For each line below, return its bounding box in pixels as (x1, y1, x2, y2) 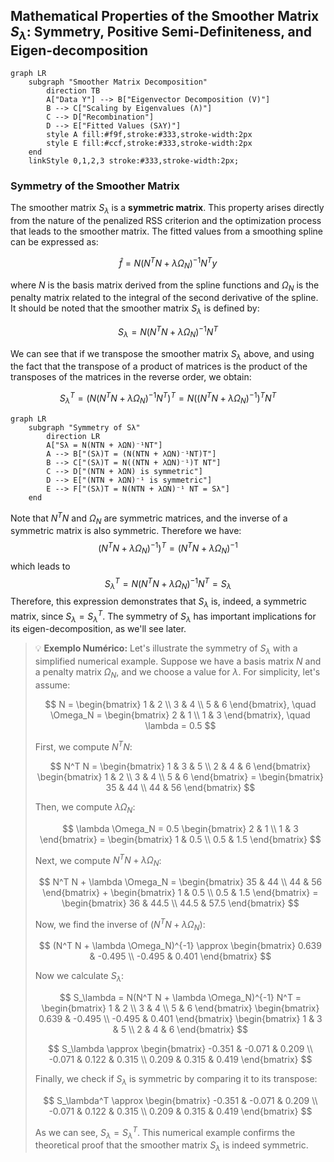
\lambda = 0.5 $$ (144, 720, 217, 732)
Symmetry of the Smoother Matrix (10, 179, 180, 193)
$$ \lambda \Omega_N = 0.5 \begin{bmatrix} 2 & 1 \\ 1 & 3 (61, 822, 299, 834)
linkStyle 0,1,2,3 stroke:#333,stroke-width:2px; (28, 156, 240, 166)
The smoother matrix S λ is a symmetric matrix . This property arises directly (10, 202, 325, 216)
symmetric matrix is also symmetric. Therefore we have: (10, 525, 242, 537)
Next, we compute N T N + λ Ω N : (34, 852, 162, 868)
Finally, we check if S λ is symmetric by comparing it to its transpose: (34, 1073, 318, 1087)
